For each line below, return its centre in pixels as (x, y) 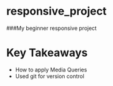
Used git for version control (49, 76)
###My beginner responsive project (52, 28)
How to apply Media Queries (51, 70)
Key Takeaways (47, 53)
